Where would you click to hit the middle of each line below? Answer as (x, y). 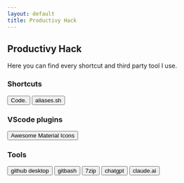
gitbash (67, 171)
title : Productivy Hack (42, 20)
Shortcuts (25, 84)
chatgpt (114, 171)
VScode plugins (35, 119)
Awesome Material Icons (43, 135)
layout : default (31, 14)
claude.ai (144, 171)
